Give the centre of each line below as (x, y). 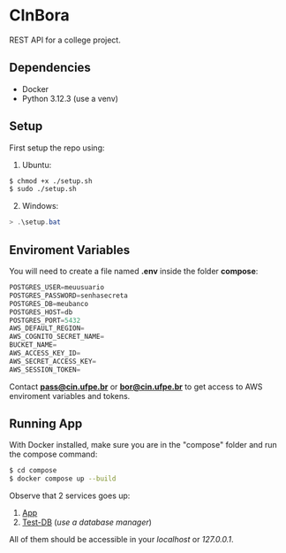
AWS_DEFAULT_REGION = (47, 328)
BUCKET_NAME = (33, 345)
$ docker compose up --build (63, 479)
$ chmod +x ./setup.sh (51, 181)
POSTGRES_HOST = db (41, 312)
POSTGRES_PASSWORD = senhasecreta (68, 296)
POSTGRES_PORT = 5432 (45, 320)
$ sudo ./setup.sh (43, 189)
